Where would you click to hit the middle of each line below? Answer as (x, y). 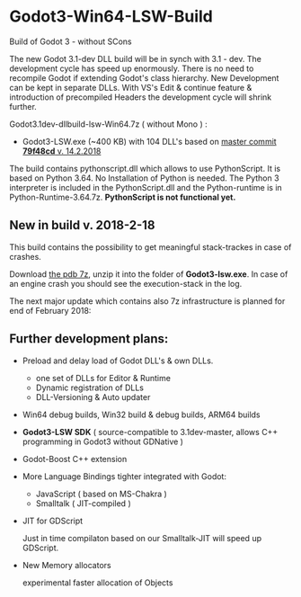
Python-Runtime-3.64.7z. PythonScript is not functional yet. (123, 197)
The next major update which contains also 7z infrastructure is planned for (147, 301)
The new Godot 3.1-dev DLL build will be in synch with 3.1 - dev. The (136, 58)
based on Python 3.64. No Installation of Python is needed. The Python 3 (145, 178)
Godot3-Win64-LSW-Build (111, 17)
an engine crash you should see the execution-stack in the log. (126, 283)
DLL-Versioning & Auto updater (93, 397)
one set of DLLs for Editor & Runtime (103, 378)
